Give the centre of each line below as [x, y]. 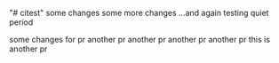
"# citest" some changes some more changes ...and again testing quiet [139, 13]
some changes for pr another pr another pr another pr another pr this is [140, 39]
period [21, 22]
